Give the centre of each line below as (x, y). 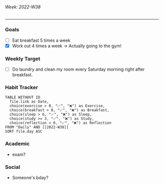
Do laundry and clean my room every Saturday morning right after (78, 69)
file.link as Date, (29, 102)
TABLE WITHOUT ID (23, 97)
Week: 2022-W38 (23, 7)
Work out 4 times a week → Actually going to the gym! (67, 46)
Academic (18, 144)
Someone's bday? (30, 177)
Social (13, 167)
